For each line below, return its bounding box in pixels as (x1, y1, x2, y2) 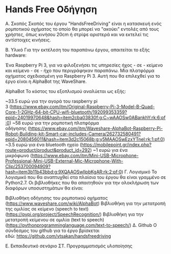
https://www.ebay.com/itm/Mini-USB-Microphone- (32, 152, 139, 158)
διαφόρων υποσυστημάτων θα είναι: (5, 185, 83, 191)
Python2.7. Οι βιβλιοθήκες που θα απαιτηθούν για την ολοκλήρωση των (5, 179, 159, 186)
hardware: (5, 52, 27, 58)
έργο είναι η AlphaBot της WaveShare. (5, 78, 87, 84)
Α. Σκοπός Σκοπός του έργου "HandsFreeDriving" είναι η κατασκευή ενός (5, 20, 162, 27)
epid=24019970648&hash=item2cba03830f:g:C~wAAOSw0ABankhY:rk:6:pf (5, 114, 166, 121)
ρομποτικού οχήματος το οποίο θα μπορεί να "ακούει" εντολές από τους (5, 26, 159, 32)
